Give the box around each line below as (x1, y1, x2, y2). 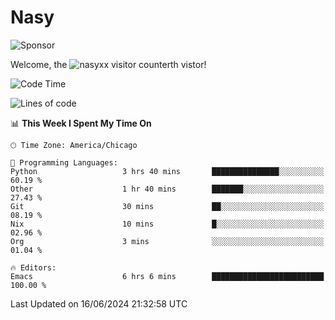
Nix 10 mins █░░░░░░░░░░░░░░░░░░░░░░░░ (10, 219, 325, 229)
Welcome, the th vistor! (10, 58, 207, 70)
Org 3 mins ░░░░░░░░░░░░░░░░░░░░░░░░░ (10, 236, 325, 246)
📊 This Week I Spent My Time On (10, 117, 152, 129)
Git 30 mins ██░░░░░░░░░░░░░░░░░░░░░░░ (10, 201, 325, 211)
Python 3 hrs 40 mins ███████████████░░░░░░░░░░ (10, 166, 325, 176)
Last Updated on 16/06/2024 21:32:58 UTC (10, 297, 188, 310)
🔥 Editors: (10, 262, 57, 273)
